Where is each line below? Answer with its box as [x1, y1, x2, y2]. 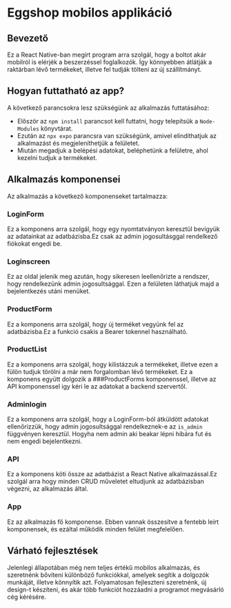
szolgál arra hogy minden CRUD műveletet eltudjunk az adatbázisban [7, 478, 205, 486]
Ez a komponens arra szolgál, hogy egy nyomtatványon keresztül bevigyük [7, 224, 221, 233]
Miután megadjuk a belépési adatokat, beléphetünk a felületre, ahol [17, 146, 209, 155]
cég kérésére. [7, 592, 47, 601]
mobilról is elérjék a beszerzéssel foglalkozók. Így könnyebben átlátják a [7, 58, 212, 66]
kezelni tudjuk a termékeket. [17, 153, 98, 161]
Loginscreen [7, 257, 50, 266]
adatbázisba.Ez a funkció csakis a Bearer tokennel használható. [7, 327, 188, 335]
